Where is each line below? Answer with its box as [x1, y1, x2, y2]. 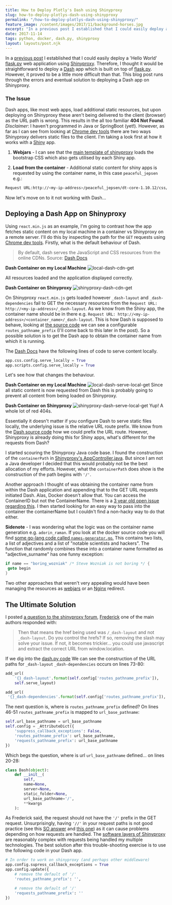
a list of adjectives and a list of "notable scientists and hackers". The [5, 540, 149, 546]
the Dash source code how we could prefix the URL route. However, [5, 429, 148, 435]
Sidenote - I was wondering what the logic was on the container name [5, 524, 154, 530]
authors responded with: [5, 619, 57, 625]
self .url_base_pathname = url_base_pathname [5, 719, 102, 724]
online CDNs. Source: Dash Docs [17, 255, 88, 261]
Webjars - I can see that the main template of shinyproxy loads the [12, 149, 154, 155]
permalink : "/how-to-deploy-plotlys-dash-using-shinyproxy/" [5, 17, 139, 22]
